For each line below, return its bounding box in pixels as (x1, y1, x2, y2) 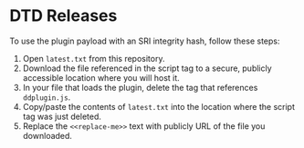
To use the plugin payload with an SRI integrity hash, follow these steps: (9, 35, 280, 46)
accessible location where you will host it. (22, 72, 180, 83)
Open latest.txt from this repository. (22, 53, 165, 64)
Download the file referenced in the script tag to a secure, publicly (22, 63, 272, 74)
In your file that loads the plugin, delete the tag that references (22, 82, 258, 93)
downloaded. (22, 130, 73, 141)
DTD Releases (9, 5, 118, 26)
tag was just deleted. (22, 111, 102, 122)
